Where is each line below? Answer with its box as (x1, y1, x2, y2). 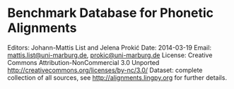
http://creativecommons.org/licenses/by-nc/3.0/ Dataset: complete (7, 66, 203, 74)
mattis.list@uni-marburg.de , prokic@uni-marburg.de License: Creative (7, 51, 213, 59)
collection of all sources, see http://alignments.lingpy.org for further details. (7, 73, 228, 82)
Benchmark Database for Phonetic (7, 5, 214, 21)
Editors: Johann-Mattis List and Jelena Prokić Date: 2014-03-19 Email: (7, 43, 212, 52)
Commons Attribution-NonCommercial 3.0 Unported (7, 58, 160, 66)
